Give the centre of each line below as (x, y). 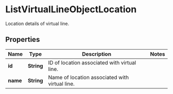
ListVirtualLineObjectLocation (71, 9)
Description (97, 54)
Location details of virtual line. (37, 24)
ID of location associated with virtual (92, 62)
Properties (23, 40)
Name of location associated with (89, 77)
